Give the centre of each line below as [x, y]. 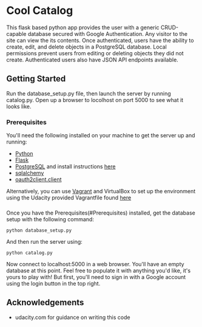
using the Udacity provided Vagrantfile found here [69, 198]
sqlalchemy [29, 173]
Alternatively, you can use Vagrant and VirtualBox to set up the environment [101, 191]
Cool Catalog [40, 11]
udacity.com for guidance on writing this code [72, 317]
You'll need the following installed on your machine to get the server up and [101, 136]
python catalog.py [29, 253]
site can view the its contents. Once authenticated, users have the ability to [100, 40]
